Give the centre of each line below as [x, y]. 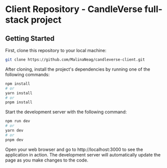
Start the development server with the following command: [66, 112]
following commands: [27, 74]
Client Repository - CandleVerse [74, 9]
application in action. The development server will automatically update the [83, 154]
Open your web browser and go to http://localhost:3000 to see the [74, 149]
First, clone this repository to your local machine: [56, 50]
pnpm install [19, 102]
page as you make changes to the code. [47, 160]
